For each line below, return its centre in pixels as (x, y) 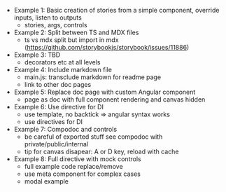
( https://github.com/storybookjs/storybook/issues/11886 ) (107, 47)
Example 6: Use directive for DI (58, 107)
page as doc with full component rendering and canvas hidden (115, 100)
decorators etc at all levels (62, 62)
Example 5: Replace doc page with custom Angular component (105, 92)
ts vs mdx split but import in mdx (71, 40)
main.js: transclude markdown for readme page (93, 77)
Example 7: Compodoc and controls (65, 129)
